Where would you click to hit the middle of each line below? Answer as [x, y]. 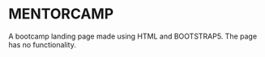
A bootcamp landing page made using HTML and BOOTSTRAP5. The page [133, 36]
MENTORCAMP [61, 14]
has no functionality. [43, 44]
